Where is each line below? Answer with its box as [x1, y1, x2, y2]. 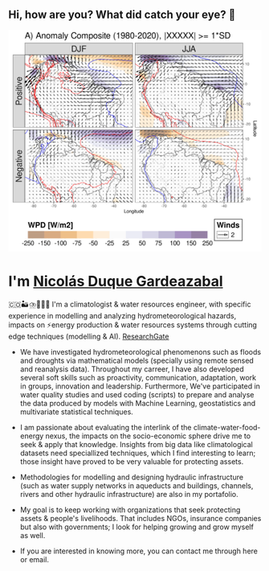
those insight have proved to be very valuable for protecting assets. [19, 457, 244, 466]
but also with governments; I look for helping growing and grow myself [19, 522, 255, 532]
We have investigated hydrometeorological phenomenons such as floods [19, 347, 262, 357]
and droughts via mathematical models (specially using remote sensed [19, 355, 255, 366]
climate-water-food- [193, 423, 261, 433]
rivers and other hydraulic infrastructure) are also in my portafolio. [19, 490, 238, 499]
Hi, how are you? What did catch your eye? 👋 [8, 8, 236, 22]
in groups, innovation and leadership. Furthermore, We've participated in [19, 381, 261, 391]
